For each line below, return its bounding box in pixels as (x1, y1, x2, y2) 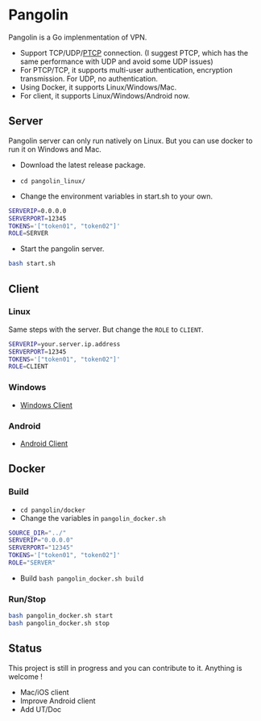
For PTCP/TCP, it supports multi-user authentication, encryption (19, 65, 234, 74)
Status (8, 642, 43, 656)
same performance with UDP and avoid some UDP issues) (19, 57, 213, 66)
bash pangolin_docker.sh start (8, 612, 114, 620)
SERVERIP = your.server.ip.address (8, 340, 121, 348)
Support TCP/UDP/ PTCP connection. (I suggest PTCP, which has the (19, 48, 249, 57)
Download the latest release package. (19, 160, 146, 170)
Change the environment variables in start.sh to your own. (19, 191, 213, 201)
